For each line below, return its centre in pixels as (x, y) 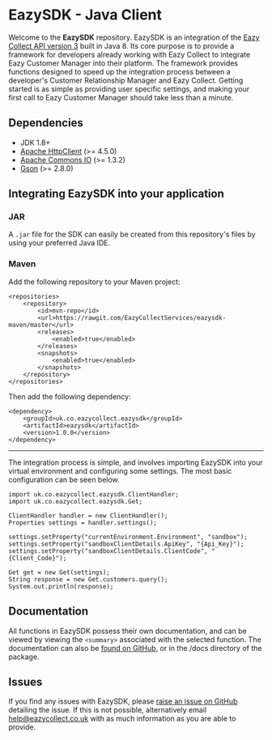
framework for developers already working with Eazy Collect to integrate (130, 54)
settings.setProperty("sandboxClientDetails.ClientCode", (108, 551)
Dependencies (46, 123)
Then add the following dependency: (70, 396)
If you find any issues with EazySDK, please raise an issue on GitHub (123, 701)
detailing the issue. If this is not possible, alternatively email (108, 710)
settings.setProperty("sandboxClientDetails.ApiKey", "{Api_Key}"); (126, 544)
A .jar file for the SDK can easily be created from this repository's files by (132, 234)
